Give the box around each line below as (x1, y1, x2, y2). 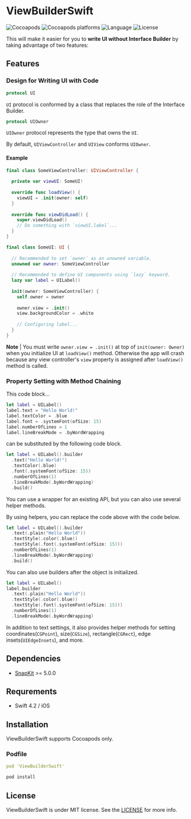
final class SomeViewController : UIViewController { (6, 167, 139, 173)
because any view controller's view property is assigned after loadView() (6, 356, 183, 363)
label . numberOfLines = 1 (6, 424, 67, 430)
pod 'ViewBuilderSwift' (6, 763, 65, 769)
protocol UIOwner (6, 119, 49, 125)
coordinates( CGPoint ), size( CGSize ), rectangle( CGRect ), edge (6, 630, 151, 637)
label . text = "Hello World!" (6, 407, 78, 413)
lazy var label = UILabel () (11, 278, 81, 283)
